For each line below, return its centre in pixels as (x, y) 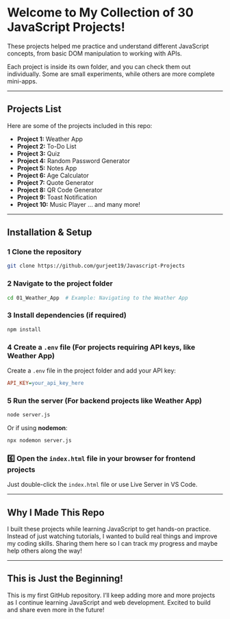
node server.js (29, 415)
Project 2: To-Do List (47, 146)
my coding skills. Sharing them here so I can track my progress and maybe (112, 543)
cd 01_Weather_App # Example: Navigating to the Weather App (98, 298)
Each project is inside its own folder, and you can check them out (99, 66)
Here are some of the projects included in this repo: (80, 125)
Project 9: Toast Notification (57, 197)
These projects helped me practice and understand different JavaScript (108, 46)
